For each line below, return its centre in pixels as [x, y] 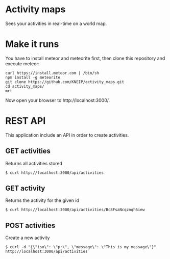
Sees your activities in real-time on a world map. [56, 23]
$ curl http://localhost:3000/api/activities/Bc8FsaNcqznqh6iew [75, 210]
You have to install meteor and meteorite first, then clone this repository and [85, 58]
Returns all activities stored [34, 163]
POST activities [30, 225]
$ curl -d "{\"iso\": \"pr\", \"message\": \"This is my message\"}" [81, 247]
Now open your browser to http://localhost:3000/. [58, 100]
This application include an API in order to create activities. [67, 135]
